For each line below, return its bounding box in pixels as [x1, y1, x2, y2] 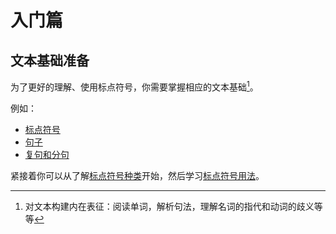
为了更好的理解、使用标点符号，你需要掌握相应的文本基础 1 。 [10, 79, 259, 93]
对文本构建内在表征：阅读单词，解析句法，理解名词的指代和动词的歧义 [24, 200, 315, 212]
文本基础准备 [10, 52, 90, 69]
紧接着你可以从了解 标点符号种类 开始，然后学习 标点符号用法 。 [10, 169, 265, 181]
